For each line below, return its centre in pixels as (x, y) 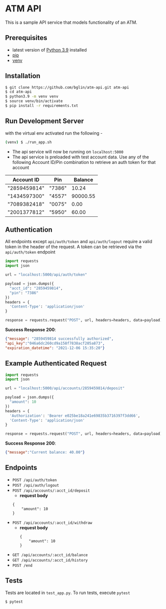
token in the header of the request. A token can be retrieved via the (74, 247)
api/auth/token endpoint (30, 252)
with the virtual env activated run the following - (54, 133)
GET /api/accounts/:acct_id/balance (50, 555)
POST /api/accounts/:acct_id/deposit (51, 491)
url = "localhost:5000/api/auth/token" (46, 275)
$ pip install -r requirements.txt (42, 106)
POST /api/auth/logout (36, 485)
